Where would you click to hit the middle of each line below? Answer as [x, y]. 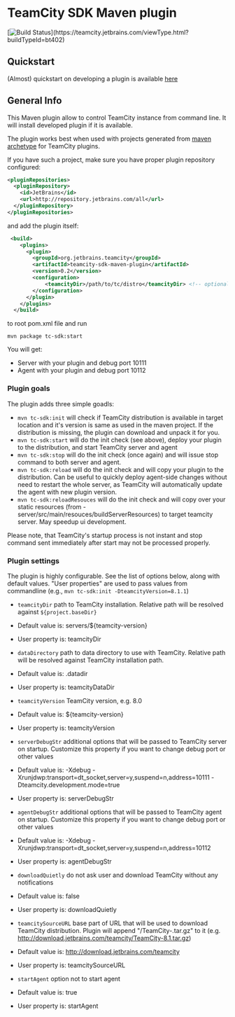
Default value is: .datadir [52, 673]
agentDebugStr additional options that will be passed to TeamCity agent [120, 812]
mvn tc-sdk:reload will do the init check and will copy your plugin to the [120, 469]
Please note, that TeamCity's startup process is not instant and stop [105, 535]
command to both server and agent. [69, 462]
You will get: [25, 350]
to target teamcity [187, 514]
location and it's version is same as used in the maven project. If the [115, 424]
